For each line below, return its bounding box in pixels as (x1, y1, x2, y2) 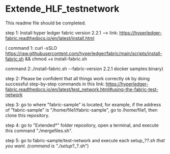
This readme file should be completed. (5, 20, 87, 26)
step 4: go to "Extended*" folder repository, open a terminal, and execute (5, 122, 159, 128)
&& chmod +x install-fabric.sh (24, 55, 88, 61)
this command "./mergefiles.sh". (5, 128, 73, 134)
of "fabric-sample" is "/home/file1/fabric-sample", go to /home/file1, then (5, 107, 158, 113)
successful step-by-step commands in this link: (5, 81, 105, 87)
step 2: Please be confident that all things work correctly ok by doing (5, 75, 150, 81)
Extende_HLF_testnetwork (5, 3, 120, 15)
